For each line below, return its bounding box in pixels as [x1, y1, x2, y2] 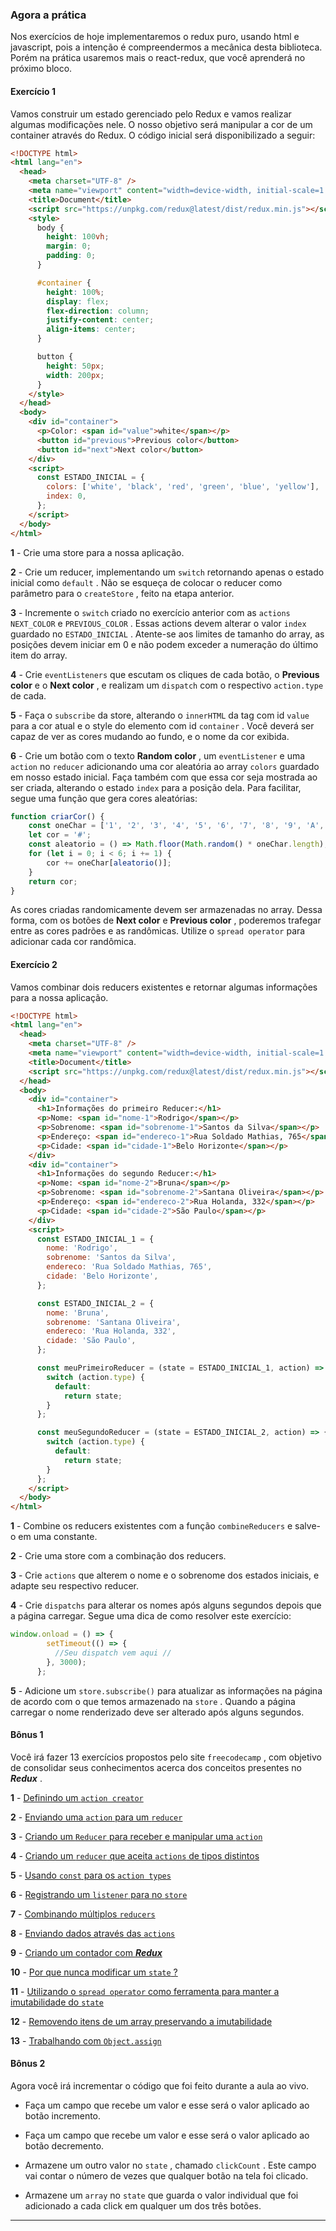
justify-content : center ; [46, 315, 155, 325]
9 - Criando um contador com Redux [10, 1946, 163, 1958]
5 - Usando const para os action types [10, 1869, 172, 1881]
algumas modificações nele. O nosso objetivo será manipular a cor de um [10, 118, 313, 130]
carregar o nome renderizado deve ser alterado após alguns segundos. [10, 1706, 305, 1718]
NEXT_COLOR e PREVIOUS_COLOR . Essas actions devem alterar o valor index [10, 617, 307, 629]
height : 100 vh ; [46, 232, 110, 242]
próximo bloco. [10, 63, 73, 75]
